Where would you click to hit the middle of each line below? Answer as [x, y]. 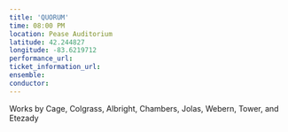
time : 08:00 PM [37, 26]
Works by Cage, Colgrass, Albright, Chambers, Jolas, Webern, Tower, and [144, 108]
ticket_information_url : [55, 67]
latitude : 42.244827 [47, 42]
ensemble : [27, 75]
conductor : [29, 83]
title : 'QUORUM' [39, 17]
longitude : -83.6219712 [53, 50]
